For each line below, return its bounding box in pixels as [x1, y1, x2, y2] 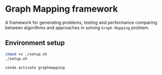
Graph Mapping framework [5, 3, 118, 15]
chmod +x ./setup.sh [5, 52, 48, 56]
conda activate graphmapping [5, 65, 65, 70]
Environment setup [5, 39, 65, 47]
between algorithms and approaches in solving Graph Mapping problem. [5, 24, 149, 30]
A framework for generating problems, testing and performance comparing [5, 19, 158, 25]
